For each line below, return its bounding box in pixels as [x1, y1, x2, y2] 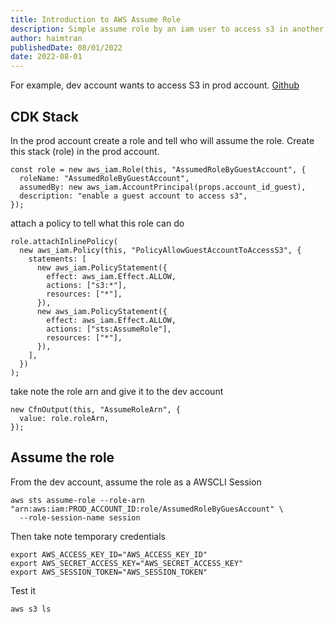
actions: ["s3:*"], [46, 280, 128, 290]
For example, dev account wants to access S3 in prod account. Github [10, 79, 300, 91]
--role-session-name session [19, 512, 141, 523]
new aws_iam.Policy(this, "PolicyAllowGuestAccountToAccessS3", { [19, 245, 302, 255]
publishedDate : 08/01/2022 [10, 42, 123, 53]
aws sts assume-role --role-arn [10, 495, 145, 505]
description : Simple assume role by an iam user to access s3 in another [10, 24, 325, 34]
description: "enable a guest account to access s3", [19, 191, 248, 201]
